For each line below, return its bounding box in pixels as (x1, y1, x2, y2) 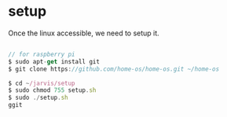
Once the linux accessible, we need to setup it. (8, 28, 159, 38)
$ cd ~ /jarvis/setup (8, 79, 76, 87)
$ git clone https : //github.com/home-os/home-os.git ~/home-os (8, 65, 220, 73)
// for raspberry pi (8, 50, 76, 58)
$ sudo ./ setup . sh (8, 93, 68, 102)
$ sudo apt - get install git (8, 57, 101, 65)
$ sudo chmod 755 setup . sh (8, 86, 97, 94)
